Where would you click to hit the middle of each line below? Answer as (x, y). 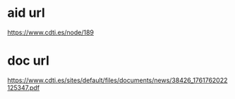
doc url (28, 61)
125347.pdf (24, 87)
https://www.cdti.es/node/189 (50, 32)
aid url (26, 13)
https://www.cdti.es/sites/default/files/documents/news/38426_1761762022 (117, 80)
